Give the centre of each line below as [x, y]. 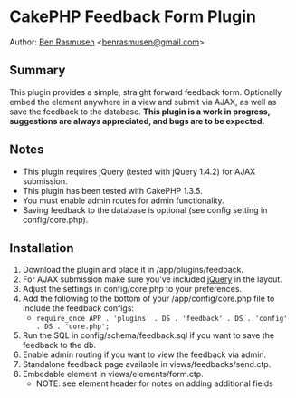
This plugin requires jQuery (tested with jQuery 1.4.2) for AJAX [139, 171]
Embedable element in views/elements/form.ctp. [113, 374]
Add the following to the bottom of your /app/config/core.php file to [148, 299]
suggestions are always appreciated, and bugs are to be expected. [137, 121]
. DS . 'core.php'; [73, 327]
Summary [38, 70]
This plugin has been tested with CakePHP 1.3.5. [112, 190]
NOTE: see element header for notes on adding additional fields [154, 383]
